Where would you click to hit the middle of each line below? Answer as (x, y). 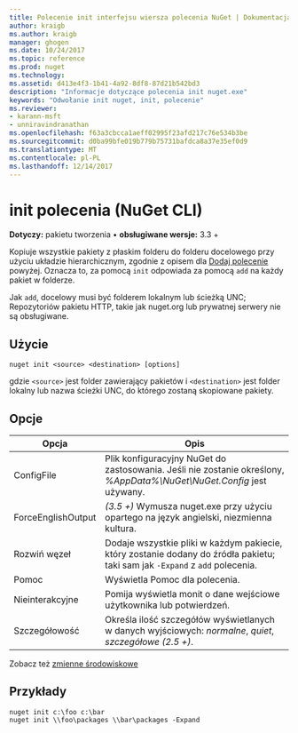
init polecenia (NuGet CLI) (106, 210)
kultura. (121, 528)
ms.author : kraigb (43, 34)
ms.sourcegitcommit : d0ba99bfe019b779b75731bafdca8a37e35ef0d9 (129, 141)
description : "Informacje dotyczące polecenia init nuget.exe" (129, 92)
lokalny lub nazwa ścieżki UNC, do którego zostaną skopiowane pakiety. (141, 391)
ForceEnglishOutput (55, 517)
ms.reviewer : (33, 108)
